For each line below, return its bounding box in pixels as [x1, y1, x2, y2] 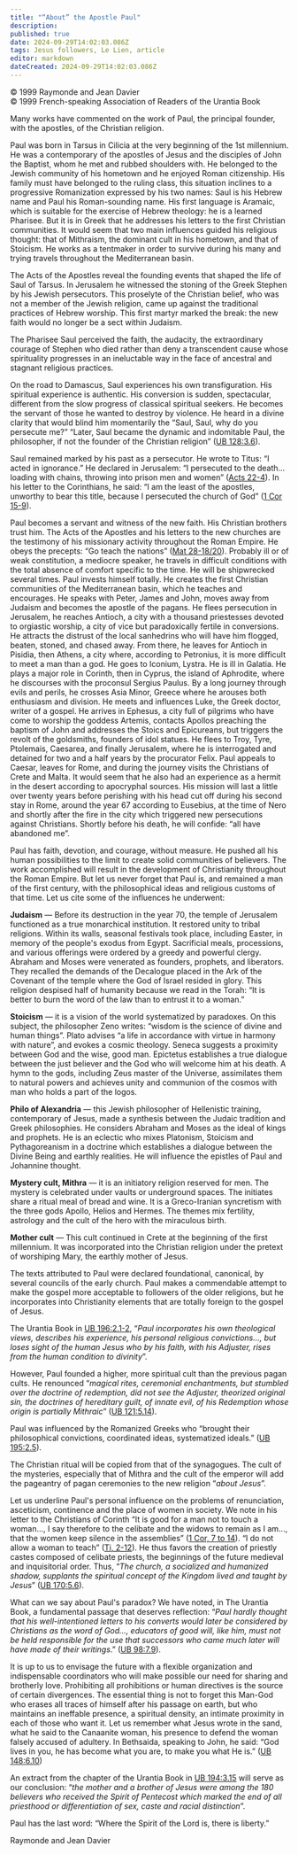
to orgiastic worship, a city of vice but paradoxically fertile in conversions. [10, 621, 279, 632]
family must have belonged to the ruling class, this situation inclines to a [10, 177, 272, 188]
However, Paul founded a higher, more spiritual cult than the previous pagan [10, 1368, 287, 1378]
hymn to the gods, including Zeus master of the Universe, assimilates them [10, 1067, 283, 1078]
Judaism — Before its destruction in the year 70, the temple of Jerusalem [10, 909, 278, 919]
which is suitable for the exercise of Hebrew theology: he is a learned [10, 206, 263, 216]
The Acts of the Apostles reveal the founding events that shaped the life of [10, 269, 282, 280]
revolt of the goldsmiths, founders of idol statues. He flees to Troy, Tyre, [10, 733, 272, 744]
